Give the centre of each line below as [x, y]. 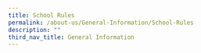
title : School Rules [42, 15]
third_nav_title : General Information [71, 37]
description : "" [34, 30]
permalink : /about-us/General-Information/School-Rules [101, 23]
